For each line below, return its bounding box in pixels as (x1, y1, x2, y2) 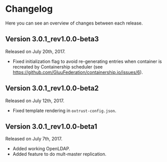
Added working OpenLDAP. (12, 146, 70, 152)
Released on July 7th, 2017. (5, 136, 63, 142)
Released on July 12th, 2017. (5, 98, 65, 104)
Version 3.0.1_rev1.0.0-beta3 (5, 35, 99, 43)
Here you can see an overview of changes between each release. (5, 20, 143, 26)
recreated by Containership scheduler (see (12, 63, 103, 70)
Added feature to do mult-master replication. (12, 151, 107, 157)
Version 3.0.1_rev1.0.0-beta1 (5, 122, 98, 131)
